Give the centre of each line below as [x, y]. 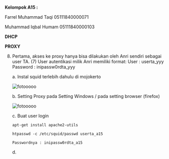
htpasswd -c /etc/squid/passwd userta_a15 [57, 134]
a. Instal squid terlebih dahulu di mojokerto [56, 77]
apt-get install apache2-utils [45, 125]
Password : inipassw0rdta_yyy [44, 67]
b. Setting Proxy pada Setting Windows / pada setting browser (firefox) [86, 96]
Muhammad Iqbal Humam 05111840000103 [50, 27]
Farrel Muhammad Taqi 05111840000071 [47, 17]
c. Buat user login [30, 116]
